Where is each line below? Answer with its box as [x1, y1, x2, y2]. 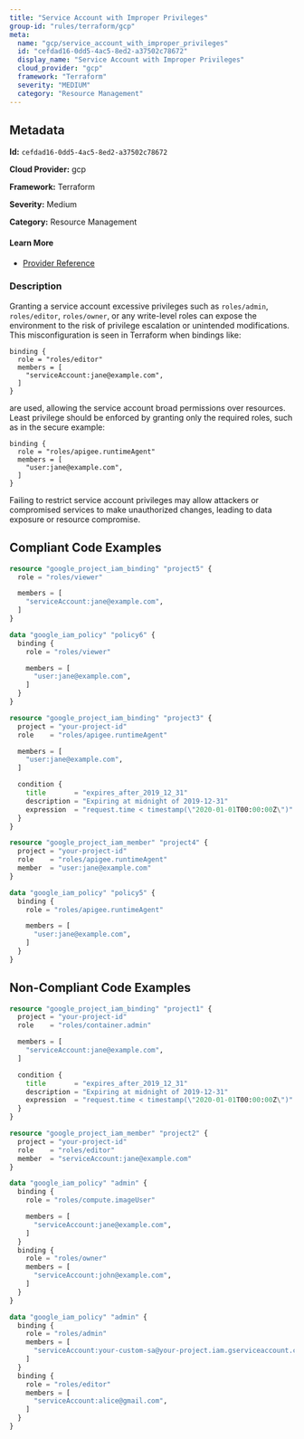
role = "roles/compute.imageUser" [25, 1196, 156, 1205]
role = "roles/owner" [25, 1254, 107, 1263]
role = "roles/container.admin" [17, 1021, 152, 1030]
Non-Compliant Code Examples [9, 980, 192, 996]
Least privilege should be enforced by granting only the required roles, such [9, 412, 293, 423]
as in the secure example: [9, 422, 106, 433]
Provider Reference [22, 257, 95, 268]
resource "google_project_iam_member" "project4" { [9, 838, 208, 847]
